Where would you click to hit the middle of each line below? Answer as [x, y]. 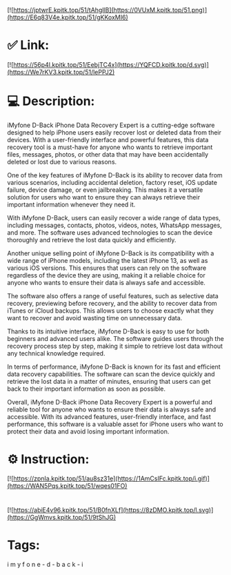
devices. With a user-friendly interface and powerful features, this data [108, 139]
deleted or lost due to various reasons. [62, 162]
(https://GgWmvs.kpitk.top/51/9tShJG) [62, 517]
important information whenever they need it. [71, 204]
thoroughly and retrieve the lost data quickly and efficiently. [92, 240]
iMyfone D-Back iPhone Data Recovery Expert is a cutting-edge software [111, 125]
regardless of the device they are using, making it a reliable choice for [106, 275]
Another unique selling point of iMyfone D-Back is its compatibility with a [111, 253]
